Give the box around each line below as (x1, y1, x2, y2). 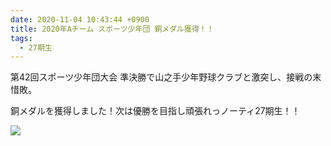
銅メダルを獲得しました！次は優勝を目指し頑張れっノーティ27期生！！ (10, 105, 301, 117)
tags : (10, 33, 33, 43)
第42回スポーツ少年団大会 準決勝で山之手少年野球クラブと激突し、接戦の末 (10, 71, 322, 83)
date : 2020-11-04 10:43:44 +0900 (10, 14, 150, 25)
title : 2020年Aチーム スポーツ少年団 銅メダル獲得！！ (10, 24, 215, 34)
